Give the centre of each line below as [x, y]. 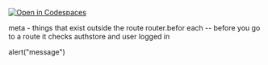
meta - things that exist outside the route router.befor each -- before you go [134, 28]
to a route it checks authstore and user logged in [89, 37]
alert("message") [37, 52]
